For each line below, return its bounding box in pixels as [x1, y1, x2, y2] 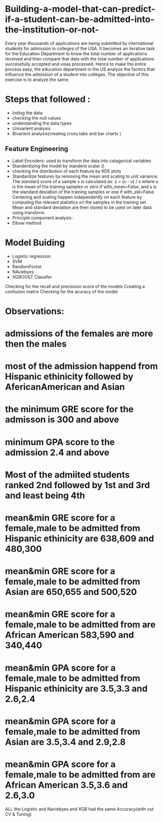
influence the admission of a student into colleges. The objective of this [5, 71, 149, 77]
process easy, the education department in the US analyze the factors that [5, 66, 155, 72]
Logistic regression [12, 253, 51, 259]
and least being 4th [5, 490, 85, 501]
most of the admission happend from [5, 361, 158, 372]
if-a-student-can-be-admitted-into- [5, 14, 155, 25]
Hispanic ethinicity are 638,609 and [5, 533, 154, 544]
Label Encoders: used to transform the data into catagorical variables [12, 158, 152, 164]
